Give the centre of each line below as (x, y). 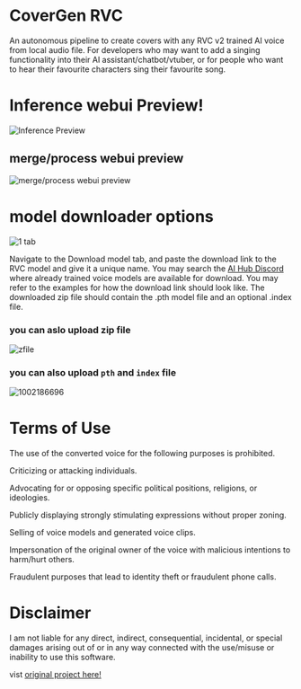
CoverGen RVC (66, 16)
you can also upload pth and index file (93, 372)
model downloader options (111, 216)
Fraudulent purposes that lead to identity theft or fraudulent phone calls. (143, 577)
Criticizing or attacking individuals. (73, 471)
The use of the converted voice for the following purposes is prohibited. (142, 454)
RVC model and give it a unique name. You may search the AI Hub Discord (147, 268)
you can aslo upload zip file (71, 330)
